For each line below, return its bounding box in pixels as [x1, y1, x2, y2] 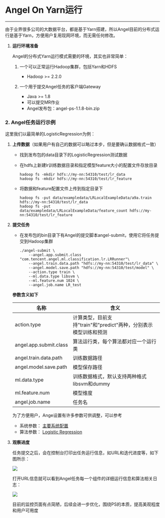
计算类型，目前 [73, 314, 108, 321]
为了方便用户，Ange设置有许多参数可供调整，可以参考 [12, 412, 122, 418]
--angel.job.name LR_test [28, 283, 82, 288]
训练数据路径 [73, 354, 103, 361]
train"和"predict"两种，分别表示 [80, 322, 153, 328]
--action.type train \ [28, 270, 75, 275]
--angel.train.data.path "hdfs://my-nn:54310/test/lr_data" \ [28, 261, 159, 266]
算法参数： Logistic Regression [19, 429, 82, 435]
